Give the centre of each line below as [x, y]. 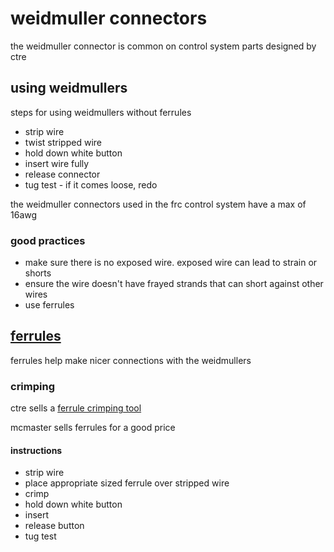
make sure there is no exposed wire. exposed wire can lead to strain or [171, 263]
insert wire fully [57, 163]
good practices [48, 240]
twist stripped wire [63, 142]
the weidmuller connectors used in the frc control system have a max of [158, 204]
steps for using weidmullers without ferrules [101, 112]
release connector [62, 174]
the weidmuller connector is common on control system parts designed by [163, 46]
